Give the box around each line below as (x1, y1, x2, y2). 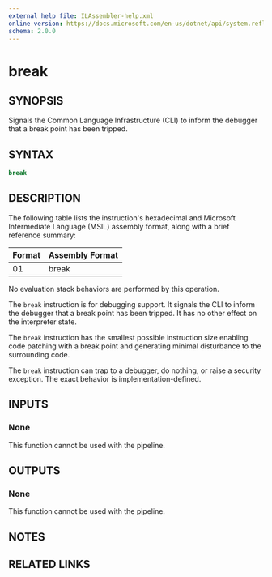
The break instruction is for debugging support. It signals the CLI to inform (8, 299, 256, 309)
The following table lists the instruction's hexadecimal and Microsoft (8, 212, 236, 223)
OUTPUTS (8, 464, 61, 477)
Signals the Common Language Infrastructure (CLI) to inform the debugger (8, 115, 258, 126)
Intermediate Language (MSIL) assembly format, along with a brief (8, 221, 230, 231)
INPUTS (8, 398, 49, 412)
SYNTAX (8, 147, 54, 161)
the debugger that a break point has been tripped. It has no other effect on (8, 308, 257, 318)
